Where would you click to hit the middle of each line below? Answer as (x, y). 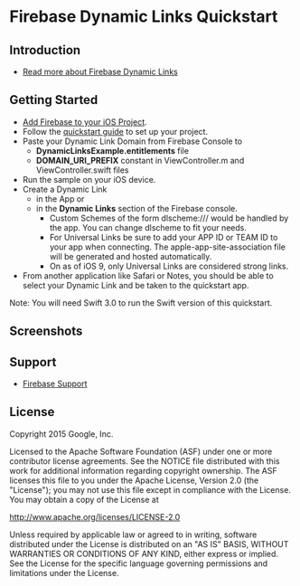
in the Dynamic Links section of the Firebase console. (136, 208)
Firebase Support (55, 384)
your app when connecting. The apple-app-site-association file (168, 247)
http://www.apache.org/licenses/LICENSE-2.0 (95, 516)
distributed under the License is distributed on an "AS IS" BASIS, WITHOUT (149, 543)
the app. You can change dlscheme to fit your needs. (148, 227)
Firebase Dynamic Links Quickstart (144, 17)
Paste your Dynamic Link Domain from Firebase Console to (132, 141)
